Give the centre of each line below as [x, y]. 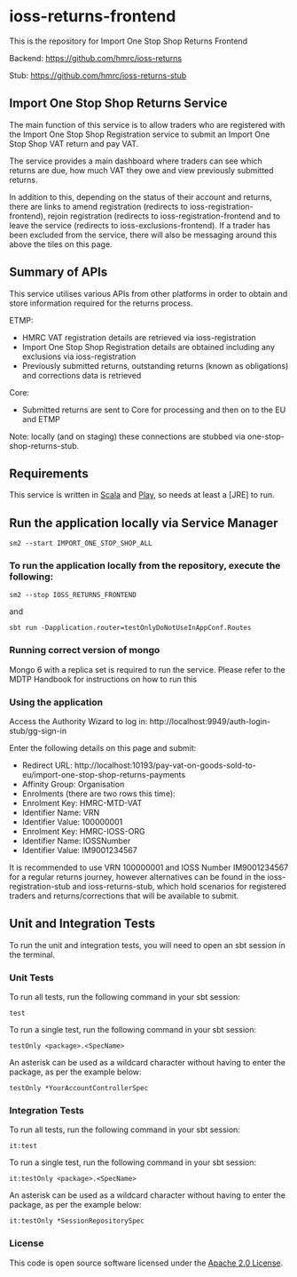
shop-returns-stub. [44, 445]
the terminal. [32, 954]
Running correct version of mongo [85, 650]
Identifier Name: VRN [61, 813]
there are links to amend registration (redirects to [98, 206]
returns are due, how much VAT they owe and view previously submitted [141, 170]
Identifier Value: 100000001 [72, 822]
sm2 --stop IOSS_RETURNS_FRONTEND [73, 595]
